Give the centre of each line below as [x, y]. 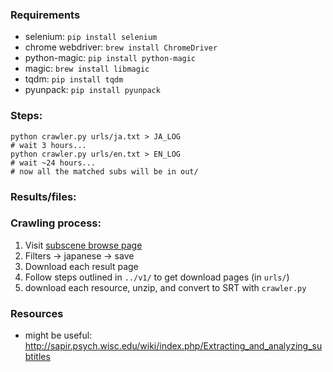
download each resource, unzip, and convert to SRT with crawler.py [165, 287]
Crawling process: [56, 223]
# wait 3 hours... [48, 145]
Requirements [45, 15]
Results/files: [43, 196]
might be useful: [58, 335]
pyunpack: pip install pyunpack [92, 90]
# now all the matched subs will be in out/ [104, 171]
